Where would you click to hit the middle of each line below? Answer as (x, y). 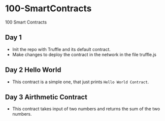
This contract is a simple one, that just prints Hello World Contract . (81, 82)
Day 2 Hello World (33, 70)
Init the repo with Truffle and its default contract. (61, 49)
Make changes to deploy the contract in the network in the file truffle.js (84, 54)
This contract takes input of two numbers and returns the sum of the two (86, 109)
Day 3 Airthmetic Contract (46, 97)
